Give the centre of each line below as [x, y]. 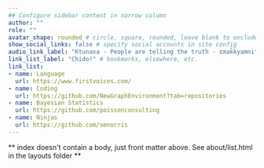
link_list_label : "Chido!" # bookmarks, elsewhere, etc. [103, 60]
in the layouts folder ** [45, 155]
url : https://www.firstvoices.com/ [73, 81]
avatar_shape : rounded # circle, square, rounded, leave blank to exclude [133, 37]
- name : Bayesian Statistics [56, 103]
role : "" [22, 30]
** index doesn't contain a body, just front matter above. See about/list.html [130, 147]
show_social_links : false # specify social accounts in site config [123, 45]
